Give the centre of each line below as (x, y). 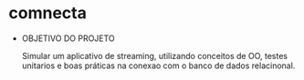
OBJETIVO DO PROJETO (68, 38)
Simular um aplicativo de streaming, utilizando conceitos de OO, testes (155, 55)
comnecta (48, 13)
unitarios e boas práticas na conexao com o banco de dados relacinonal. (158, 65)
